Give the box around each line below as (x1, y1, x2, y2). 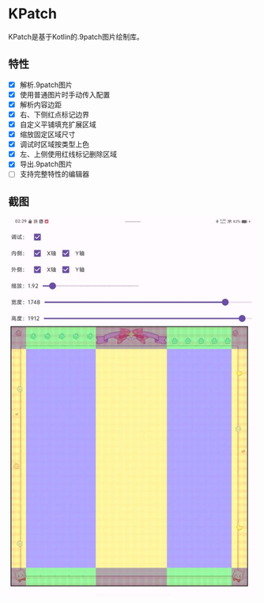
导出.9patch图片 (19, 159, 73, 169)
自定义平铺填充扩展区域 (19, 120, 96, 129)
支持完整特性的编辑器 (19, 170, 89, 179)
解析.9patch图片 (19, 80, 73, 90)
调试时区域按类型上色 (19, 139, 89, 149)
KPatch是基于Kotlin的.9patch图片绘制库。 (8, 32, 144, 41)
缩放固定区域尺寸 (19, 130, 76, 139)
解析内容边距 (19, 100, 62, 109)
